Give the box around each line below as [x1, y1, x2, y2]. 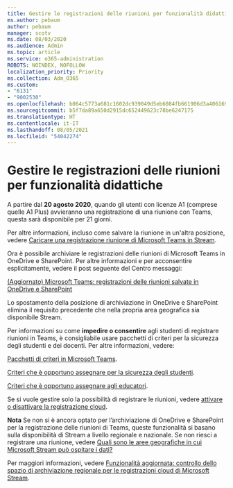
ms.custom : [7, 81, 39, 88]
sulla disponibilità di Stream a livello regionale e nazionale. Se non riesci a [7, 431, 217, 439]
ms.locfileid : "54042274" [7, 133, 82, 140]
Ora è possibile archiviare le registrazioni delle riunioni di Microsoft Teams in [7, 249, 225, 258]
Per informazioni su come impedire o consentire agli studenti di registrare [7, 327, 220, 335]
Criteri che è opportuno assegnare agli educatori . [7, 382, 148, 390]
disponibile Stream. [7, 313, 62, 321]
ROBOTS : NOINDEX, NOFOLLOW [7, 62, 85, 69]
